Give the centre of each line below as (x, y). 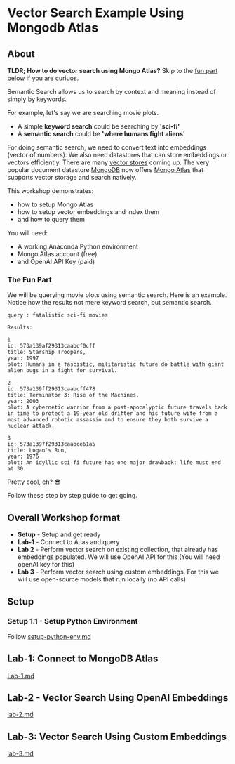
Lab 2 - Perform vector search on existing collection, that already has (118, 550)
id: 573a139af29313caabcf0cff (52, 346)
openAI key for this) (46, 565)
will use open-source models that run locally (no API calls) (101, 579)
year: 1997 (23, 358)
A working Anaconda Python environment (78, 246)
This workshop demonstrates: (51, 191)
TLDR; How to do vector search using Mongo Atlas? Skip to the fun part (113, 71)
